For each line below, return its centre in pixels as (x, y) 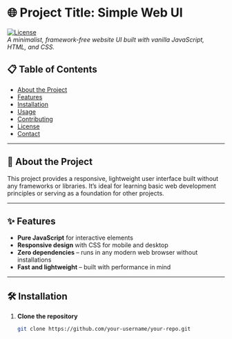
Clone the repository (47, 316)
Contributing (35, 119)
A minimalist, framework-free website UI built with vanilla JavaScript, (106, 39)
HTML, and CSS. (31, 47)
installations (34, 260)
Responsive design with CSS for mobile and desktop (93, 245)
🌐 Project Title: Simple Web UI (95, 13)
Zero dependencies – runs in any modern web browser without (107, 253)
